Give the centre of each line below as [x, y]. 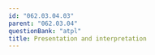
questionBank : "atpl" [45, 31]
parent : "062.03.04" [43, 23]
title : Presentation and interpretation [78, 38]
